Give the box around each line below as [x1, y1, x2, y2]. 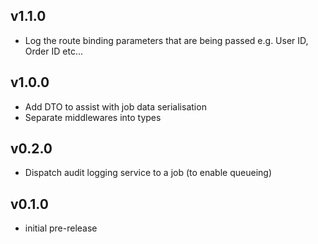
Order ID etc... [24, 45, 83, 57]
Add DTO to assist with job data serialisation [24, 100, 207, 113]
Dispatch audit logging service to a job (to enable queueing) [24, 167, 272, 179]
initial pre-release [24, 222, 98, 234]
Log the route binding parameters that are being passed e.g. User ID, [24, 34, 309, 46]
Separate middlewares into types [24, 111, 162, 123]
